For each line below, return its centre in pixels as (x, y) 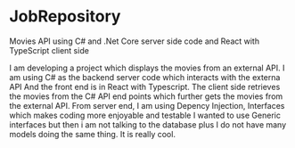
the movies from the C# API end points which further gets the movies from (146, 96)
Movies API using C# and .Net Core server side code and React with (135, 41)
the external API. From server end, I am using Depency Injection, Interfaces (147, 105)
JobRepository (65, 16)
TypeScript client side (49, 50)
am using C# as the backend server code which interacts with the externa (145, 77)
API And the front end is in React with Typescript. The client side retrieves (145, 86)
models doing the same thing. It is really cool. (93, 134)
